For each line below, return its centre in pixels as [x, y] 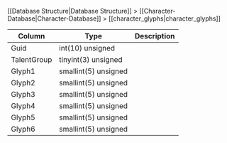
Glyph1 [23, 71]
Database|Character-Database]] [54, 18]
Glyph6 [23, 129]
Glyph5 [23, 117]
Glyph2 [23, 83]
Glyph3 [23, 94]
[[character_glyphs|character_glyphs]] [165, 18]
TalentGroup [32, 59]
